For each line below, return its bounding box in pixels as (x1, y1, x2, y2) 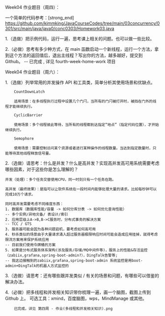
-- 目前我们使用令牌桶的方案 (5, 243, 56, 247)
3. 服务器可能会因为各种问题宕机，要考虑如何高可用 (5, 227, 96, 232)
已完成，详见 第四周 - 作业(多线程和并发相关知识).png (14, 306, 113, 311)
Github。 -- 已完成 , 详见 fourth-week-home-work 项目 (5, 59, 116, 64)
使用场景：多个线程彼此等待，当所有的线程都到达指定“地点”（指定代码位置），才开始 (14, 122, 159, 127)
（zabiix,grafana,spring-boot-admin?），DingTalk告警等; (5, 253, 118, 258)
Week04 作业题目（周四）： (5, 4, 60, 10)
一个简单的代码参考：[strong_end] (5, 15, 74, 21)
